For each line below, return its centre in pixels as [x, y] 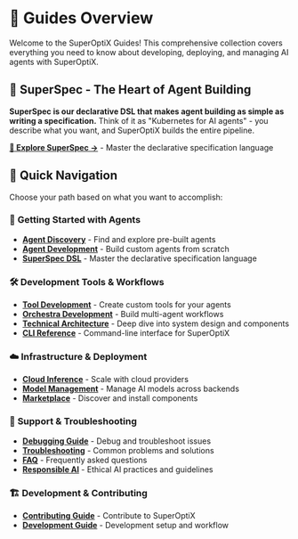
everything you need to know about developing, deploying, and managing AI [149, 52]
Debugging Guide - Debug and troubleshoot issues [117, 441]
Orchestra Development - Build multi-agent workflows [123, 314]
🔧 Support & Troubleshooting [73, 421]
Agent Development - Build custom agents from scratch [125, 249]
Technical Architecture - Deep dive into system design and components [156, 323]
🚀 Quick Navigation [64, 176]
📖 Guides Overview [81, 18]
